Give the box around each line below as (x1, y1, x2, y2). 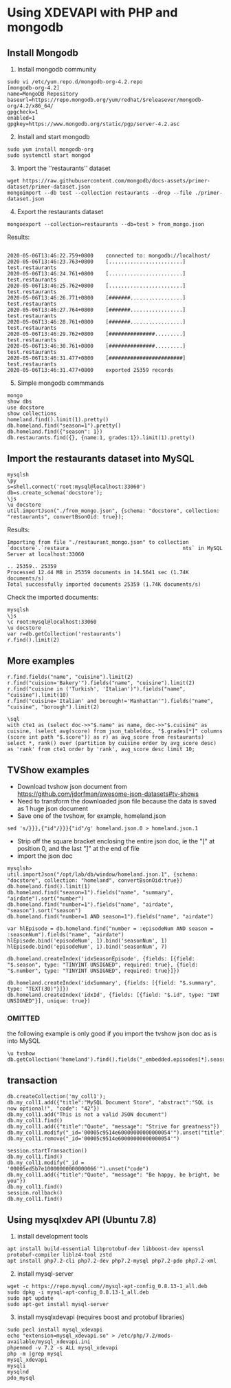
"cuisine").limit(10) (7, 691, 69, 698)
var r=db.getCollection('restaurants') (7, 630, 122, 638)
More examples (7, 655, 75, 667)
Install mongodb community (16, 65, 97, 73)
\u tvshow (7, 1050, 36, 1057)
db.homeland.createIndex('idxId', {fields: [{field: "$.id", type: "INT (7, 991, 220, 999)
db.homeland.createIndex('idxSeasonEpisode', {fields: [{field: (7, 956, 195, 963)
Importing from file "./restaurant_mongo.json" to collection (7, 538, 189, 545)
